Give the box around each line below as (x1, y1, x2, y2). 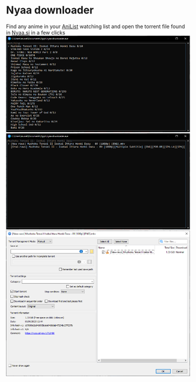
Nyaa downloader (6, 4, 94, 17)
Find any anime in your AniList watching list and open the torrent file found (6, 23, 185, 30)
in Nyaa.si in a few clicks (6, 29, 65, 36)
